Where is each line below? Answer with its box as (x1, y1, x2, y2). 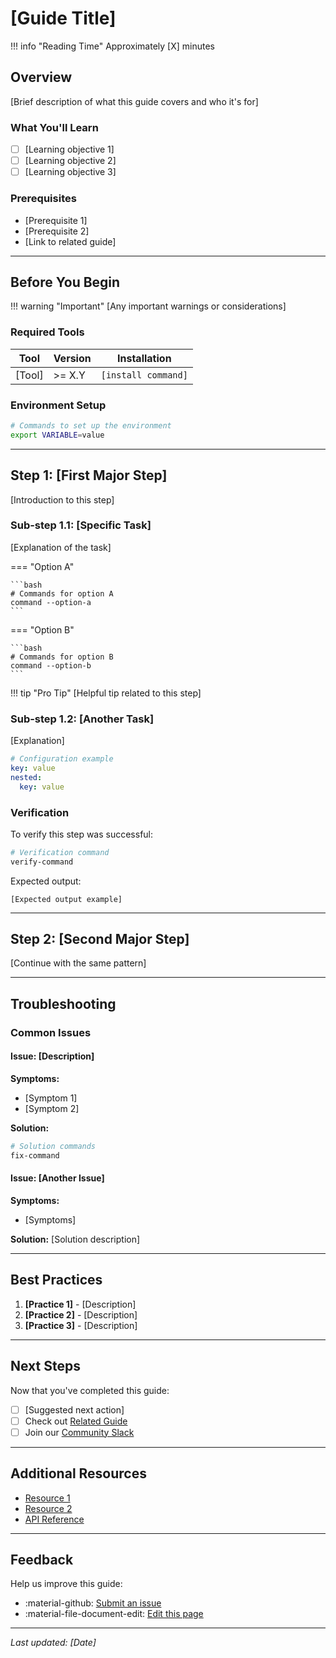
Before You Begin (10, 273, 121, 291)
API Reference (24, 1513, 85, 1525)
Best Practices (10, 1272, 103, 1289)
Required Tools (10, 325, 85, 339)
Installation (117, 351, 172, 365)
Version (53, 351, 92, 365)
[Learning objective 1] (24, 143, 115, 156)
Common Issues (10, 1025, 92, 1039)
